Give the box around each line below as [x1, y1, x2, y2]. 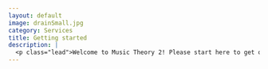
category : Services [8, 26, 73, 34]
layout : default [8, 11, 62, 20]
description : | [8, 41, 59, 49]
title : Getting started [8, 33, 88, 42]
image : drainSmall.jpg [8, 19, 84, 27]
